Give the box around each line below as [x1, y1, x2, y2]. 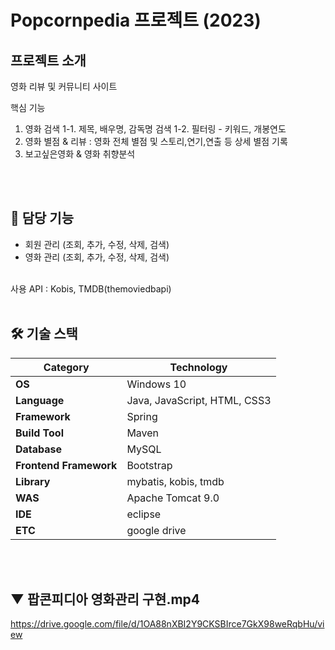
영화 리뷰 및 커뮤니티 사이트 [10, 81, 118, 92]
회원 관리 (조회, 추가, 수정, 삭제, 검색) [24, 238, 170, 250]
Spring [126, 409, 158, 423]
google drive [126, 523, 187, 537]
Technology [169, 360, 228, 374]
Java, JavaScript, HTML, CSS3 [126, 393, 272, 407]
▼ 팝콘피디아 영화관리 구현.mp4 [10, 591, 201, 608]
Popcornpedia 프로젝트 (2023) [10, 9, 262, 32]
